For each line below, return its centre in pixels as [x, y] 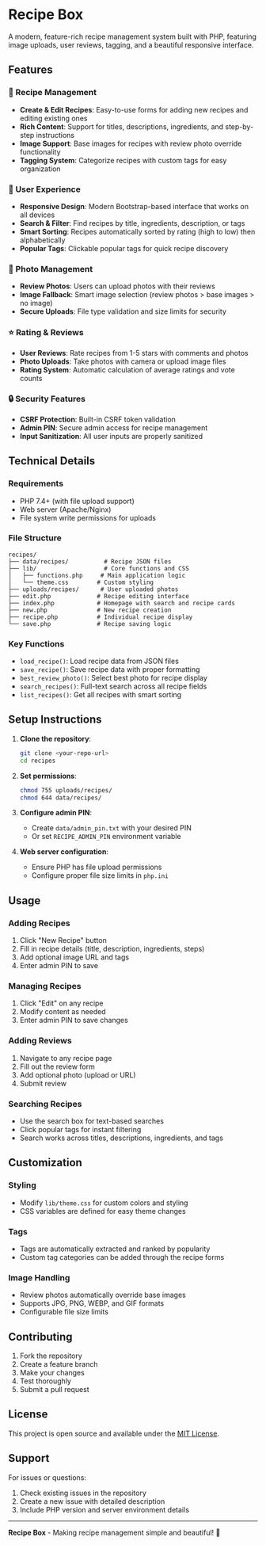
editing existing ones [53, 118]
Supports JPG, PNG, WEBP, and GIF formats [92, 1303]
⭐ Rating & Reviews [46, 333]
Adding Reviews [40, 1041]
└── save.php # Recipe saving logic [90, 624]
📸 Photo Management [51, 269]
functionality [40, 151]
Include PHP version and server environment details [104, 1509]
